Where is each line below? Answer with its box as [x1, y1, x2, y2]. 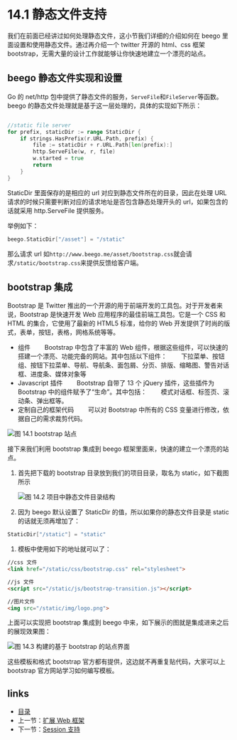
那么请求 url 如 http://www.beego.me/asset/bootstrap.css [7, 249, 174, 258]
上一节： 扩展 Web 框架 [17, 716, 85, 725]
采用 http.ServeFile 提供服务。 [19, 206, 108, 214]
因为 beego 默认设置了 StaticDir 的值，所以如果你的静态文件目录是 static [17, 508, 229, 516]
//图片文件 [7, 598, 35, 605]
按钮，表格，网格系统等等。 [38, 328, 119, 337]
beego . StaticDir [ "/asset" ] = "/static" [7, 236, 126, 243]
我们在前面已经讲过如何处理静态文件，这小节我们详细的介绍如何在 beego [7, 31, 221, 40]
